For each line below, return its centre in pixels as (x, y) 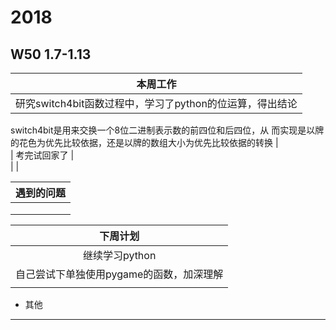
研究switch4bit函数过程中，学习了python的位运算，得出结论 (156, 103)
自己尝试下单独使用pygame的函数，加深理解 (119, 274)
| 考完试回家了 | (42, 155)
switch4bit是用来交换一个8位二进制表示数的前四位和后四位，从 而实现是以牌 (167, 130)
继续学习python (119, 255)
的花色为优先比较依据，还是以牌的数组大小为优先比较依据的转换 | (144, 142)
